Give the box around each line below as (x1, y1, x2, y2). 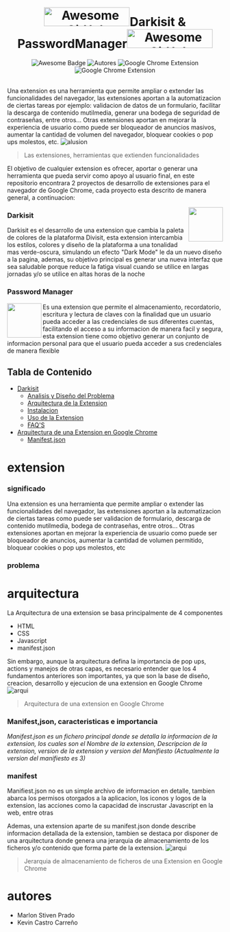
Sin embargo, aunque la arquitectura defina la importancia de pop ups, (7, 657, 207, 665)
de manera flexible (7, 347, 60, 355)
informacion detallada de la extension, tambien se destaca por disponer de (7, 829, 218, 837)
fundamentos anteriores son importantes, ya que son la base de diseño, (7, 671, 210, 679)
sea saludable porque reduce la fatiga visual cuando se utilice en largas (7, 263, 209, 271)
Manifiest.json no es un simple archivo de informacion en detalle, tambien (7, 787, 216, 795)
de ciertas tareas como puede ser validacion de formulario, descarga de (7, 514, 211, 522)
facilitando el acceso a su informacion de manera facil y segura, (42, 325, 223, 333)
